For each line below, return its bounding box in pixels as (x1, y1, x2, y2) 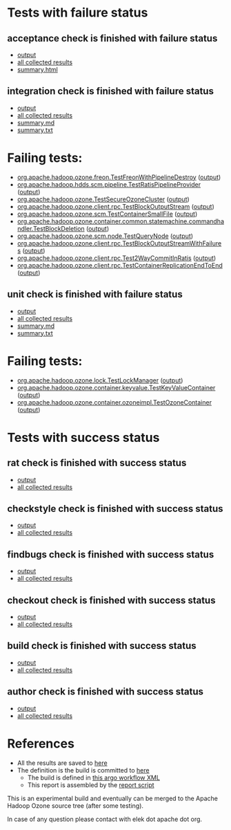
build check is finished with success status (7, 640, 197, 652)
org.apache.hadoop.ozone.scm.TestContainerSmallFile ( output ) (17, 210, 198, 218)
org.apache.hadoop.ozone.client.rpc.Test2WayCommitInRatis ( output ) (17, 254, 217, 262)
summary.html (17, 66, 59, 73)
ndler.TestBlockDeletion (17, 224, 85, 232)
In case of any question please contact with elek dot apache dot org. (7, 815, 202, 823)
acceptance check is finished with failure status (7, 33, 218, 44)
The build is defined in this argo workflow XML (27, 773, 161, 782)
